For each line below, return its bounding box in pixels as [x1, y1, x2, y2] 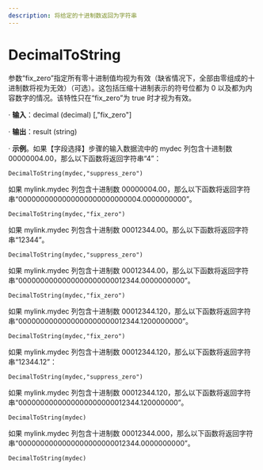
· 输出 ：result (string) [8, 126, 78, 136]
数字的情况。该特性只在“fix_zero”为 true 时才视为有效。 [14, 93, 196, 102]
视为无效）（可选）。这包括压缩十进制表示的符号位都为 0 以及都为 [35, 83, 246, 92]
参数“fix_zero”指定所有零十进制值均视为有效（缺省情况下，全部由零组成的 [8, 73, 248, 83]
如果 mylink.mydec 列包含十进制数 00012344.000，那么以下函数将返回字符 [8, 428, 253, 437]
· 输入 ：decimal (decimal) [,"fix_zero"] [8, 110, 132, 119]
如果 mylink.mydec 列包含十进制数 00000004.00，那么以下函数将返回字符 [8, 184, 251, 194]
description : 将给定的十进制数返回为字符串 [8, 11, 137, 20]
